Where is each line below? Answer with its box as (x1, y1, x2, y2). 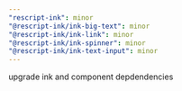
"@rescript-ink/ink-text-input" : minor (8, 47, 159, 56)
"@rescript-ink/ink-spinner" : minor (8, 38, 146, 48)
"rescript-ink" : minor (8, 13, 94, 23)
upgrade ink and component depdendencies (8, 71, 174, 82)
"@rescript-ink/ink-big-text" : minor (8, 22, 150, 31)
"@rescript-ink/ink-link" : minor (8, 30, 134, 39)
